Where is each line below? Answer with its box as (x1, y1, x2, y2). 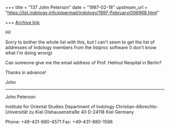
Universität (5, 109, 28, 115)
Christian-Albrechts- (115, 104, 158, 109)
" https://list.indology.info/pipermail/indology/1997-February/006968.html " (5, 10, 159, 16)
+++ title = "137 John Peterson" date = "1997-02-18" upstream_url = (5, 5, 148, 10)
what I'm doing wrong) (5, 50, 53, 56)
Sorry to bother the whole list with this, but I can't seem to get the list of (5, 39, 155, 45)
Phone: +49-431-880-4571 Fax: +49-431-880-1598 (5, 119, 113, 124)
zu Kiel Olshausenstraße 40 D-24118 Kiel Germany (28, 109, 134, 115)
